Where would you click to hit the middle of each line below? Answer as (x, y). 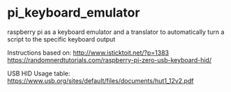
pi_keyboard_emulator (74, 13)
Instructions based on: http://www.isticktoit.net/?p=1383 (88, 53)
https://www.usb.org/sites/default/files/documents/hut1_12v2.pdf (100, 80)
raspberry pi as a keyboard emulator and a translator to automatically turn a (116, 32)
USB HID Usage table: (39, 73)
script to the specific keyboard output (61, 39)
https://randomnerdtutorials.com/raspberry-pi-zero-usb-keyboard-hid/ (109, 59)
